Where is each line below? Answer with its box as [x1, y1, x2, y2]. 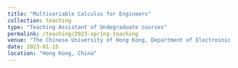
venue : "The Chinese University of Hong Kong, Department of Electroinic [7, 37, 232, 44]
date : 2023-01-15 [7, 43, 59, 50]
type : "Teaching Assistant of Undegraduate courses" [7, 23, 167, 30]
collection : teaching [7, 17, 72, 24]
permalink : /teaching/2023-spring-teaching [7, 30, 139, 38]
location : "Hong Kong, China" [7, 50, 98, 57]
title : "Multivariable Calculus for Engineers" [7, 10, 152, 18]
